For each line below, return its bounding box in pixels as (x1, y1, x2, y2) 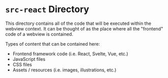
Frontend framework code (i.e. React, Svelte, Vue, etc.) (12, 51, 128, 57)
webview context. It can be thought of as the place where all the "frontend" (5, 25, 163, 31)
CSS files (12, 61, 32, 67)
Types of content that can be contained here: (5, 41, 100, 47)
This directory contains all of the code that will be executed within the (5, 20, 152, 26)
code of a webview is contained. (5, 31, 73, 37)
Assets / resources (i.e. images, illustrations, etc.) (12, 67, 117, 73)
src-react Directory (5, 4, 90, 15)
